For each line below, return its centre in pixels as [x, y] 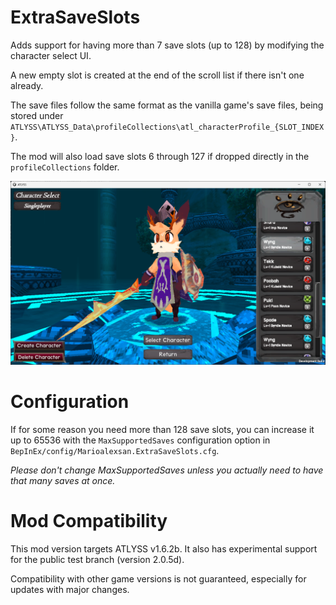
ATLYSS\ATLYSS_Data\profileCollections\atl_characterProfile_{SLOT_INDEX [167, 127]
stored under [37, 115]
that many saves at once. [63, 481]
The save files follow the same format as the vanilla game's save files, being [167, 105]
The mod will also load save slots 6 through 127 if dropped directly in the [160, 156]
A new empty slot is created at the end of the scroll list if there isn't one [157, 75]
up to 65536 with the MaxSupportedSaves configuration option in [140, 440]
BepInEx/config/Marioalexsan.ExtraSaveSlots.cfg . [115, 451]
